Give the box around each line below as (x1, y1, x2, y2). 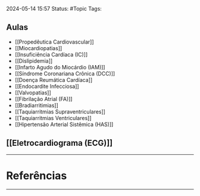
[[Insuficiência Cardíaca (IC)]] (14, 51, 88, 58)
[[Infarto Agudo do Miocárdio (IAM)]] (14, 63, 105, 71)
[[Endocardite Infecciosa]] (14, 82, 79, 90)
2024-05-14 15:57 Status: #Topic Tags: (6, 5, 102, 12)
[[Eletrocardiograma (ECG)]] (6, 138, 113, 148)
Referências (6, 169, 67, 182)
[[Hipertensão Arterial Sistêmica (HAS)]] (14, 121, 114, 128)
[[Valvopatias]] (14, 89, 52, 96)
